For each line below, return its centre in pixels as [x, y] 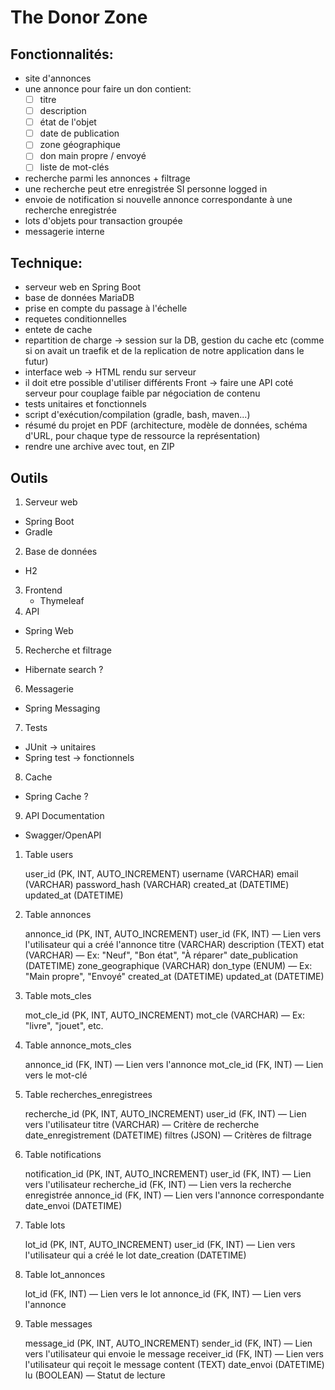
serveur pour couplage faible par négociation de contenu [142, 393]
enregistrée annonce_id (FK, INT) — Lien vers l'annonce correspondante [174, 1195]
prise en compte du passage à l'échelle [106, 308]
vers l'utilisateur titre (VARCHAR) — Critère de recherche [142, 1125]
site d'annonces [58, 78]
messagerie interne [64, 232]
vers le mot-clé [56, 1075]
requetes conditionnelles [75, 319]
